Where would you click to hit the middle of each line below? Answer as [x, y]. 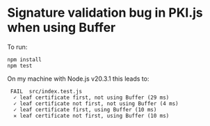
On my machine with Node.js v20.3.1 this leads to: [78, 79]
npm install [24, 60]
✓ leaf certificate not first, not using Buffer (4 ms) [96, 103]
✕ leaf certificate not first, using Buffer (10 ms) [91, 116]
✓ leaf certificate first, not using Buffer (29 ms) [91, 97]
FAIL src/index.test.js [46, 91]
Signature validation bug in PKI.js [105, 13]
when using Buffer [62, 27]
